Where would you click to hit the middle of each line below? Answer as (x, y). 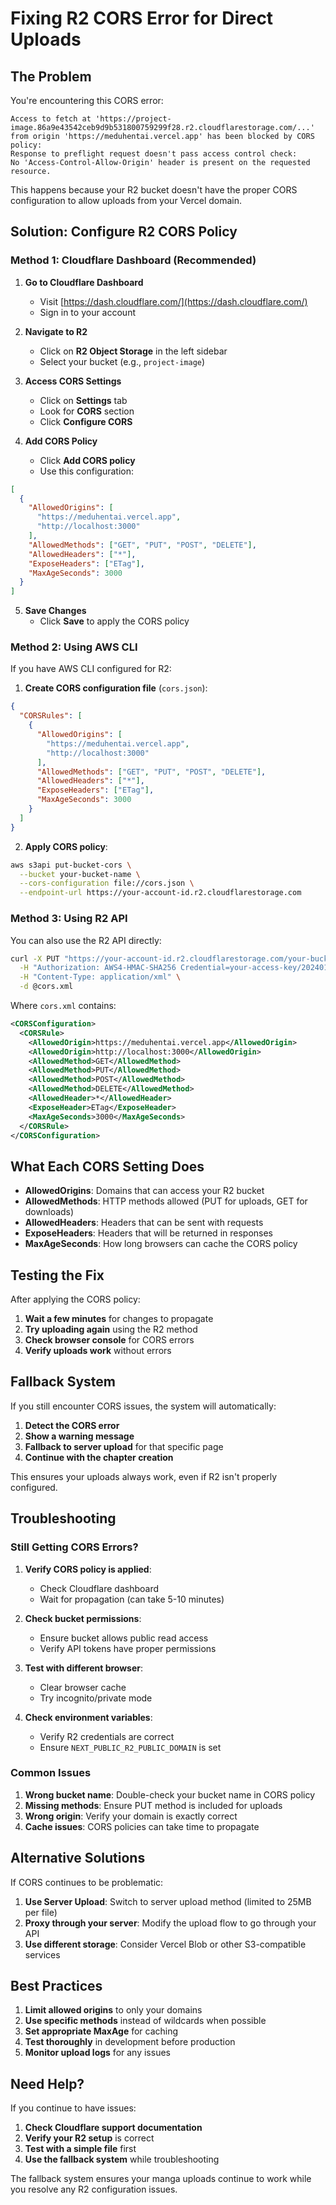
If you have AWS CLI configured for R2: (91, 669)
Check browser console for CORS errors (109, 1340)
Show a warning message (79, 1436)
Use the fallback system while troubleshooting (122, 2159)
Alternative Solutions (78, 1858)
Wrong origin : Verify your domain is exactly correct (131, 1816)
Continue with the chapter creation (99, 1457)
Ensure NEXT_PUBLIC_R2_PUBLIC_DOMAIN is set (130, 1747)
